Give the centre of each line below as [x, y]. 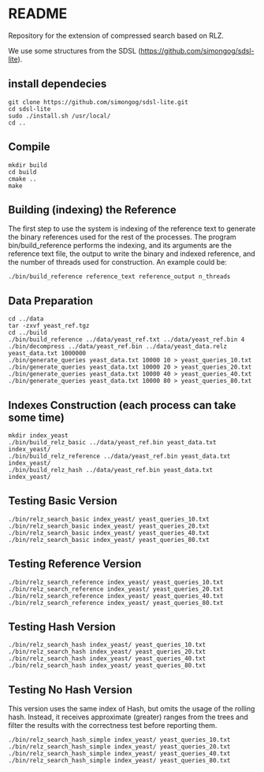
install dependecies [58, 84]
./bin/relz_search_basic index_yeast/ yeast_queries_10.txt [109, 519]
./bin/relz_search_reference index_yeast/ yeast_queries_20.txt [116, 589]
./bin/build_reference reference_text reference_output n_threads [119, 277]
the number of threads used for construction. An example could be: [117, 262]
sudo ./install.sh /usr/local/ [59, 116]
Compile [29, 147]
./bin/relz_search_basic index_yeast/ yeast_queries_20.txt [109, 526]
